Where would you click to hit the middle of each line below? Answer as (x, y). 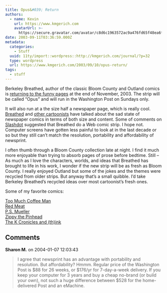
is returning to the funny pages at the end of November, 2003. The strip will (83, 94)
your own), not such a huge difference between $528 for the (79, 280)
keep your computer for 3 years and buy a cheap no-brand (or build (87, 275)
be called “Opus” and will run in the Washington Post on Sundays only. (77, 99)
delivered (27, 286)
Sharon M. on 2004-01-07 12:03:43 (42, 249)
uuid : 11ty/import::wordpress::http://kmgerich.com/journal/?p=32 (80, 56)
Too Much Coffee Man (28, 201)
